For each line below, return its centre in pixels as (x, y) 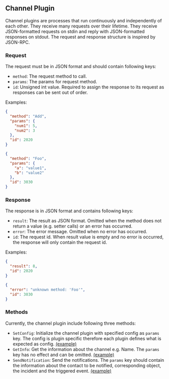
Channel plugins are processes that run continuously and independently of (83, 20)
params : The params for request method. (55, 82)
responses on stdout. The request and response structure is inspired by (80, 37)
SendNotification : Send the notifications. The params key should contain (88, 360)
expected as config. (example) (45, 344)
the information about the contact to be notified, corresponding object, (87, 365)
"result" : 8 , (24, 266)
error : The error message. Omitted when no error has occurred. (80, 232)
